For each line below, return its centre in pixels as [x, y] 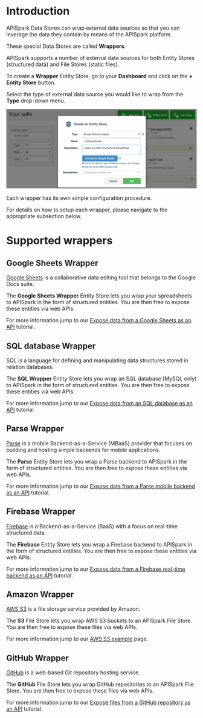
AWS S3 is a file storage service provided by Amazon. [73, 609]
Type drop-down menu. [36, 101]
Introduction [38, 11]
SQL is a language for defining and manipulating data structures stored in [97, 360]
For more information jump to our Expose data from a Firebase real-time [96, 569]
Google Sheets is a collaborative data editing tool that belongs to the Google [101, 278]
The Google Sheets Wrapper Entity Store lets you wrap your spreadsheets [99, 296]
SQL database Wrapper [51, 346]
